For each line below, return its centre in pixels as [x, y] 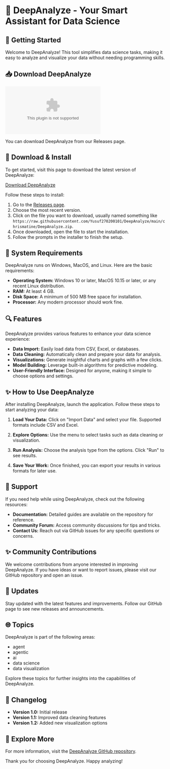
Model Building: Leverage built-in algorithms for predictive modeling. [85, 365]
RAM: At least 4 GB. [33, 291]
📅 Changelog [26, 700]
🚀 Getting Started [33, 40]
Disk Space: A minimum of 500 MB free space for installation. [77, 297]
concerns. [23, 536]
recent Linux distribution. [39, 286]
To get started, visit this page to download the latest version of [71, 170]
